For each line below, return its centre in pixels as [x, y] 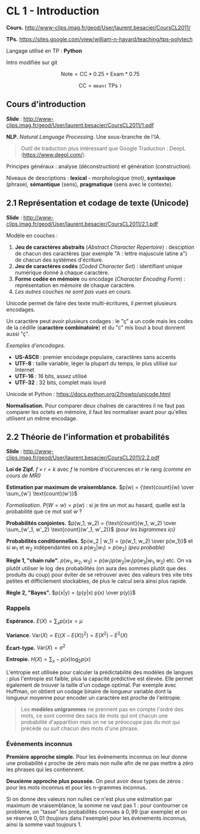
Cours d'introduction [46, 104]
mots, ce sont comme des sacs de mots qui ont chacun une [94, 716]
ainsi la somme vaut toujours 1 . [44, 824]
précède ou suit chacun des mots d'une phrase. [80, 729]
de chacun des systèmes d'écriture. [59, 260]
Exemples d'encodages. [36, 345]
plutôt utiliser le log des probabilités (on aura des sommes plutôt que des [96, 568]
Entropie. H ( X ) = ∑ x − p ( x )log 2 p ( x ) [49, 660]
